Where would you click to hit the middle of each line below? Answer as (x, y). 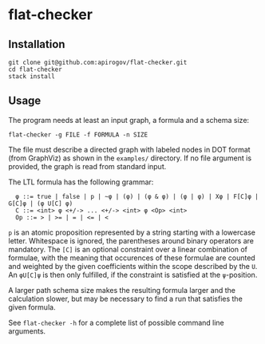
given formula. (32, 307)
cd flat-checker (35, 69)
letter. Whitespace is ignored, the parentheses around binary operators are (131, 240)
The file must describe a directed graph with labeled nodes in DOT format (129, 149)
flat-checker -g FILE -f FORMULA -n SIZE (78, 134)
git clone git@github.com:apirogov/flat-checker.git (98, 62)
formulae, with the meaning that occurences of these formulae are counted (132, 258)
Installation (37, 44)
